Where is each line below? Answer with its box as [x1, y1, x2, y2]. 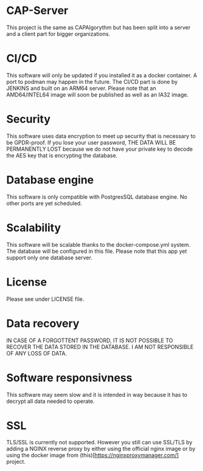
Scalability [6, 221, 61, 235]
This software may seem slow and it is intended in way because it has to [6, 391, 187, 398]
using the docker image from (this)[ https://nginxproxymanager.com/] [6, 452, 179, 459]
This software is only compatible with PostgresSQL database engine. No [6, 193, 187, 201]
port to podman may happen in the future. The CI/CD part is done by [6, 78, 178, 85]
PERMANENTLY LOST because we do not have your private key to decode [6, 145, 193, 153]
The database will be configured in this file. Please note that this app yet [6, 247, 187, 255]
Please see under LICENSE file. [6, 295, 84, 303]
